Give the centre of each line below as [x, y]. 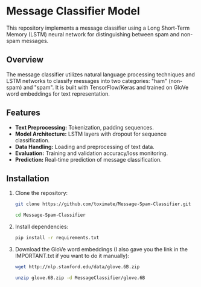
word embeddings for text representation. [58, 94]
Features [23, 113]
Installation [28, 178]
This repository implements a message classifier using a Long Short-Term [98, 28]
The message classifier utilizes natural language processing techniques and [101, 74]
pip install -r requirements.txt [57, 238]
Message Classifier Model [73, 11]
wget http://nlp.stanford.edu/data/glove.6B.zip [77, 267]
